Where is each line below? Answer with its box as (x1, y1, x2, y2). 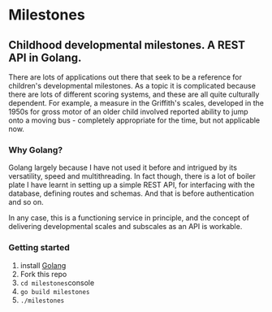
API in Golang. (8, 50, 82, 64)
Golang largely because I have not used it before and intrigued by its (8, 162, 238, 172)
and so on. (8, 197, 45, 207)
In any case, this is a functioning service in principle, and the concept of (8, 213, 250, 223)
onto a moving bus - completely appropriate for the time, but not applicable (8, 115, 261, 125)
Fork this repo (19, 269, 67, 279)
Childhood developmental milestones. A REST (8, 38, 246, 52)
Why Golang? (8, 144, 63, 155)
